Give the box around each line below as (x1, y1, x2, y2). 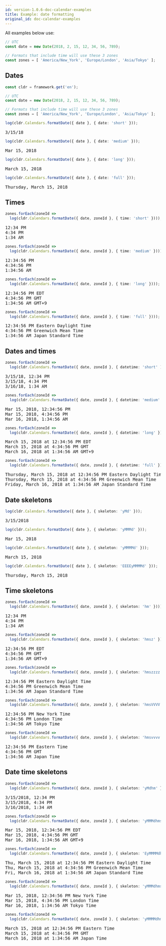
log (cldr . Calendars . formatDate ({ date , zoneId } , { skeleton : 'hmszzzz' (9, 669, 163, 675)
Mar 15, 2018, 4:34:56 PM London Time (5, 897, 99, 903)
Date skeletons (5, 496, 52, 504)
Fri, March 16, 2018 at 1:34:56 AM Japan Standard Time (5, 870, 143, 876)
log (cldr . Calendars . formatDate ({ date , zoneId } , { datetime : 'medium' (9, 397, 161, 402)
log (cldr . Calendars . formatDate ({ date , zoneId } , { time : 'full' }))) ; (9, 314, 161, 319)
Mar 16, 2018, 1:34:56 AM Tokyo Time (5, 902, 97, 908)
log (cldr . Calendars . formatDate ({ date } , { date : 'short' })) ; (5, 121, 138, 126)
